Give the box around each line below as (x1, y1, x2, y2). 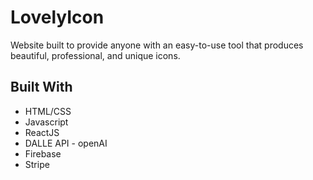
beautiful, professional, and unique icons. (10, 49, 181, 61)
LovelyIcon (10, 6, 105, 29)
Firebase (24, 147, 62, 160)
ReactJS (24, 126, 60, 138)
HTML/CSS (24, 105, 72, 117)
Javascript (24, 116, 69, 128)
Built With (10, 79, 73, 96)
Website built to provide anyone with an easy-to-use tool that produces (10, 39, 304, 51)
